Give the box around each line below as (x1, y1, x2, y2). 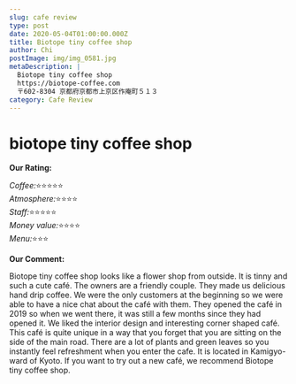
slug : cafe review (9, 12, 77, 22)
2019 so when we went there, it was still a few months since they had (9, 309, 262, 319)
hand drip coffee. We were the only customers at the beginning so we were (9, 289, 284, 301)
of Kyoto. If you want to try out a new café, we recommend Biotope (29, 356, 274, 366)
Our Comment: (9, 254, 65, 265)
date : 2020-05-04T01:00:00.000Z (9, 29, 128, 38)
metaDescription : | (9, 63, 81, 72)
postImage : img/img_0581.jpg (9, 54, 117, 63)
